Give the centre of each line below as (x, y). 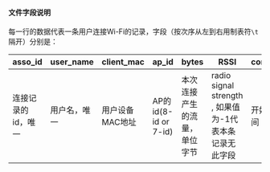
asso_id (27, 62)
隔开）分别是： (33, 42)
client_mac (123, 62)
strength (227, 96)
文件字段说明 (29, 12)
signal (223, 86)
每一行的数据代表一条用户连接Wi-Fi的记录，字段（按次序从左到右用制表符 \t (133, 31)
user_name (72, 62)
